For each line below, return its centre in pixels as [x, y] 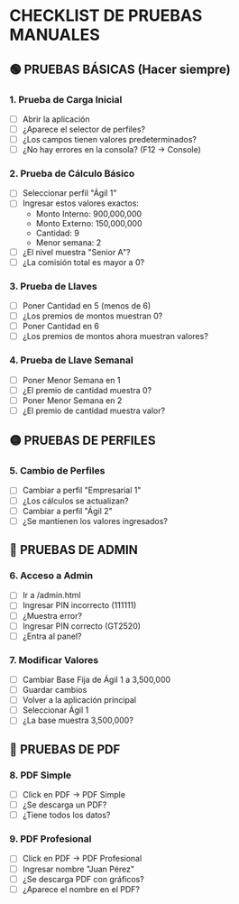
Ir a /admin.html [51, 595]
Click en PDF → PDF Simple [74, 794]
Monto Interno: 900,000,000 [89, 214]
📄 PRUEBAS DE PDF [65, 749]
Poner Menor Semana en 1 [71, 380]
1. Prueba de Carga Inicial [66, 99]
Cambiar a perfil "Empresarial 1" [82, 490]
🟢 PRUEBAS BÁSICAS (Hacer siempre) [120, 69]
